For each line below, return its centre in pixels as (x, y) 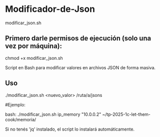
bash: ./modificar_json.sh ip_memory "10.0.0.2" (53, 114)
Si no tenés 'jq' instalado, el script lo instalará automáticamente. (70, 129)
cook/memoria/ (21, 119)
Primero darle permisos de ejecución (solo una (78, 38)
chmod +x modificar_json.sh (34, 58)
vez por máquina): (34, 46)
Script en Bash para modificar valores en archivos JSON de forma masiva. (80, 67)
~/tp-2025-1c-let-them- (127, 114)
